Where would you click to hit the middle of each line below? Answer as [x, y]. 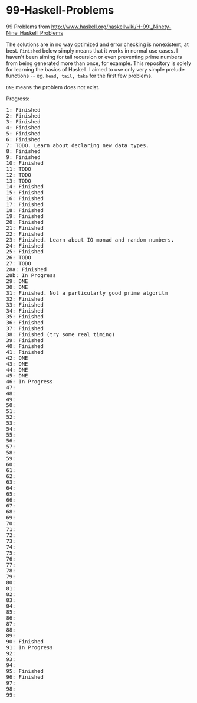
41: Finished [25, 352]
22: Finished [25, 234]
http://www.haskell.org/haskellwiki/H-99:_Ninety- [111, 27]
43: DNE [17, 364]
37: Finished [25, 328]
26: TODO [19, 257]
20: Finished [25, 222]
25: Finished [25, 251]
